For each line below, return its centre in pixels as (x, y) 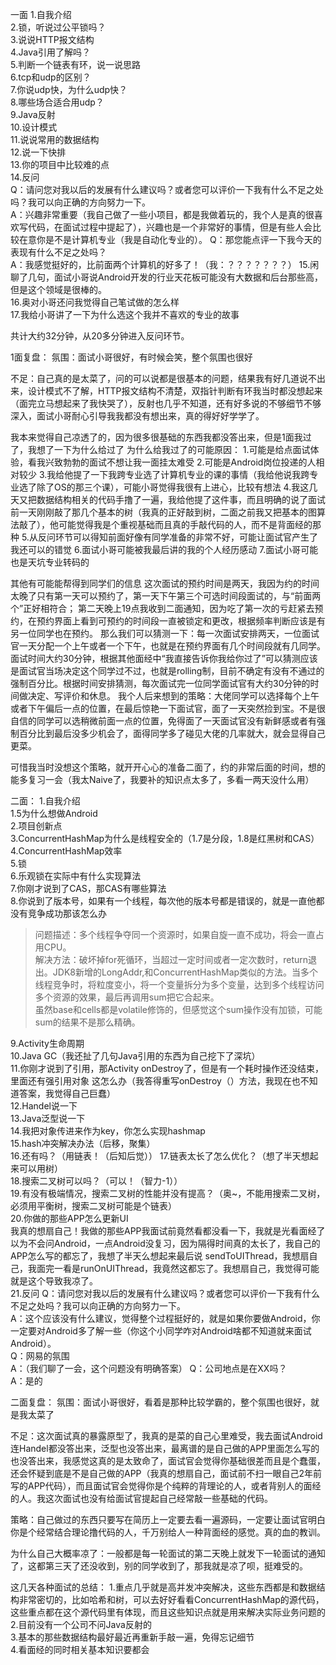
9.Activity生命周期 (47, 1043)
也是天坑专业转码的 (50, 562)
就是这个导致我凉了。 (54, 1281)
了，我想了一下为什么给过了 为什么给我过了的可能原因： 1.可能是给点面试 (160, 449)
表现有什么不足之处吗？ (58, 252)
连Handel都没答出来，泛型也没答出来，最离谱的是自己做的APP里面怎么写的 (165, 1448)
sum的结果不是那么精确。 (87, 1022)
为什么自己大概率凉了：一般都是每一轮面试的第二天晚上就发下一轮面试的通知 (168, 1553)
